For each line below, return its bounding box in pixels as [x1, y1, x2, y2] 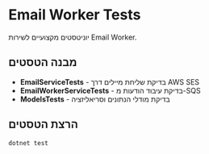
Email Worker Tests [8, 6, 141, 24]
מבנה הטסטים [8, 56, 77, 69]
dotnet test [8, 139, 48, 147]
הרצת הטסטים [8, 118, 78, 131]
